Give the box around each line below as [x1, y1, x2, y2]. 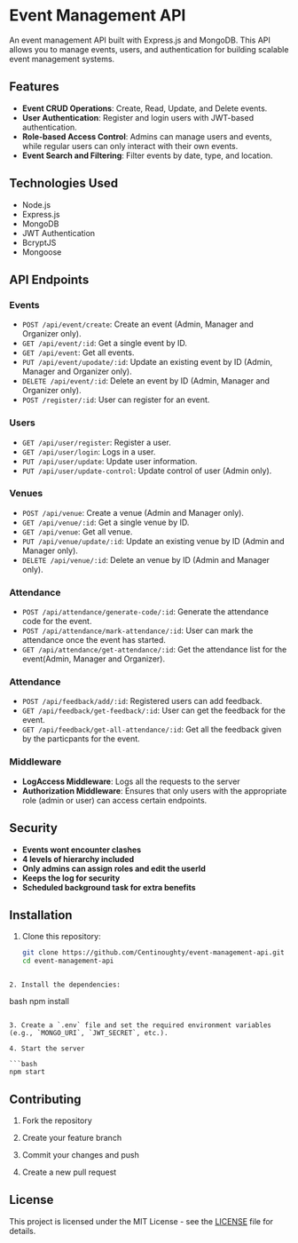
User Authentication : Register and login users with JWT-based [21, 112, 255, 123]
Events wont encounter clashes [21, 844, 142, 855]
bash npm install [9, 996, 69, 1007]
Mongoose [21, 246, 62, 257]
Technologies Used [9, 176, 118, 191]
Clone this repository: [21, 931, 101, 942]
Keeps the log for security [21, 872, 121, 883]
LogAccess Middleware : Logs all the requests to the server [21, 776, 241, 787]
